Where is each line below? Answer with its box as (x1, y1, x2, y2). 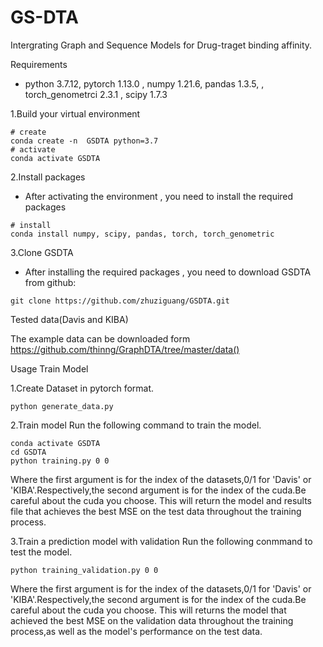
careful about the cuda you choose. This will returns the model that (10, 604, 287, 616)
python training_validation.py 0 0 (10, 565, 159, 575)
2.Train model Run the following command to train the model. (10, 419, 262, 431)
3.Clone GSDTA (10, 246, 74, 258)
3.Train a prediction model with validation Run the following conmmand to (10, 535, 313, 547)
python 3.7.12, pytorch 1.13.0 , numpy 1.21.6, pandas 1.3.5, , (24, 77, 265, 90)
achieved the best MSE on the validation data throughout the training (10, 614, 294, 626)
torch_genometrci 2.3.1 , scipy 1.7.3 (24, 88, 168, 100)
